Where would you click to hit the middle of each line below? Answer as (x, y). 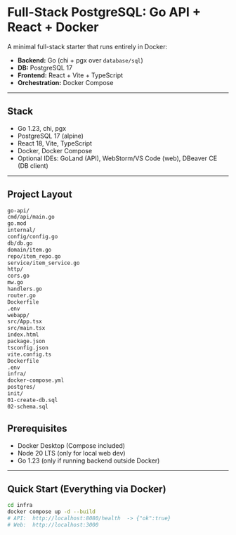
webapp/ (19, 315)
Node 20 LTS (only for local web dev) (71, 453)
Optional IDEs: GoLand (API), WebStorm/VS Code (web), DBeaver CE (117, 158)
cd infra (20, 505)
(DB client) (33, 165)
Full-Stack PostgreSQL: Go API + (104, 12)
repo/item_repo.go (34, 256)
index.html (23, 335)
